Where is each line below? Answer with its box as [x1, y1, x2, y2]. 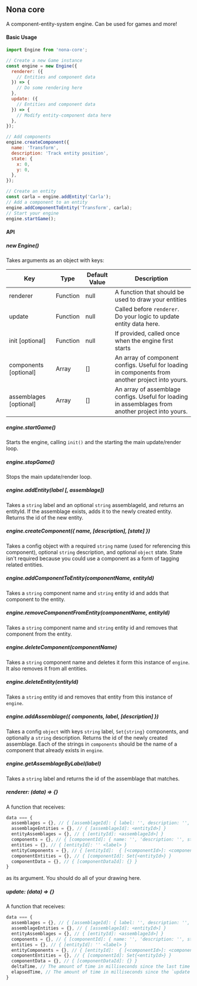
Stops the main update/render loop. [6, 473, 92, 480]
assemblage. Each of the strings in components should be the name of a [6, 740, 178, 747]
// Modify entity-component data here [16, 112, 111, 118]
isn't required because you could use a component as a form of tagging [6, 555, 179, 562]
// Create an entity [6, 188, 57, 194]
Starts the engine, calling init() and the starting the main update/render [6, 438, 182, 445]
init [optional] [9, 336, 46, 345]
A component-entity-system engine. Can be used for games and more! [6, 20, 178, 27]
